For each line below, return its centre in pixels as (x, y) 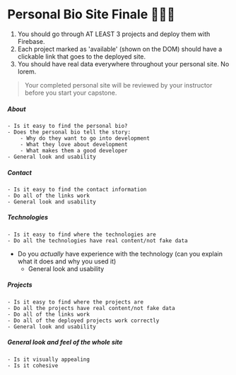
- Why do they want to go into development (85, 138)
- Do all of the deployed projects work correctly (83, 321)
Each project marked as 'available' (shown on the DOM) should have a (120, 49)
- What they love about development (74, 144)
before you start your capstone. (71, 93)
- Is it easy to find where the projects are (75, 302)
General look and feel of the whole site (65, 343)
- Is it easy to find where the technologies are (82, 234)
